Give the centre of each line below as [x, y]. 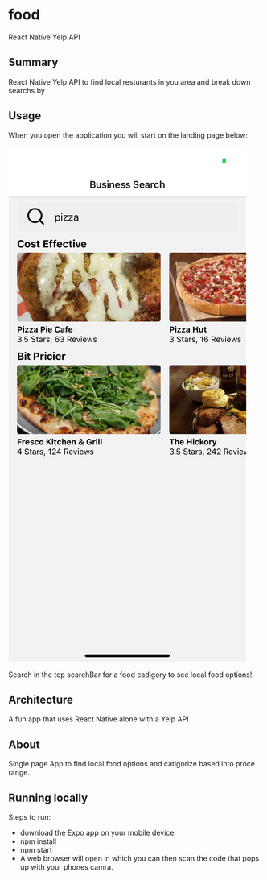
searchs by [27, 90]
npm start [36, 850]
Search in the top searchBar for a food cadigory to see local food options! [130, 675]
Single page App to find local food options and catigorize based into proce [132, 764]
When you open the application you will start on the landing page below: [128, 135]
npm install [38, 841]
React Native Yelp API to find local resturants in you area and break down [129, 81]
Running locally [48, 797]
